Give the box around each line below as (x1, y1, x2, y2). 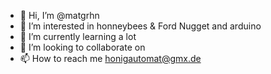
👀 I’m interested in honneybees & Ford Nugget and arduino (19, 20, 262, 32)
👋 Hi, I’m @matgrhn (19, 10, 100, 21)
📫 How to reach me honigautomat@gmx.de (19, 53, 202, 64)
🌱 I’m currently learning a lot (19, 31, 137, 42)
